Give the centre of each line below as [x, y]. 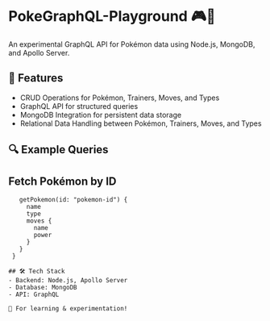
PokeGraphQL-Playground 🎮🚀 [112, 17]
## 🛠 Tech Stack [37, 271]
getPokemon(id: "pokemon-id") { [73, 199]
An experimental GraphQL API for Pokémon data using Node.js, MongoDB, [132, 44]
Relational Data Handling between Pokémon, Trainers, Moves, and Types [141, 123]
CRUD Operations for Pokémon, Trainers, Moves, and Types [120, 98]
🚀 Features [36, 78]
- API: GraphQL [34, 294]
